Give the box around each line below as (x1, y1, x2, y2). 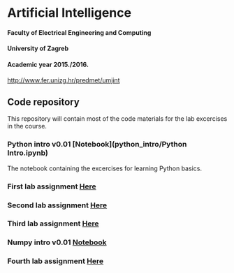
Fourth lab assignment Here (7, 256, 104, 266)
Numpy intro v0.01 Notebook (7, 237, 107, 247)
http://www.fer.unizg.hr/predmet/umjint (7, 75, 120, 84)
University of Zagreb (7, 44, 69, 53)
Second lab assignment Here (7, 200, 108, 210)
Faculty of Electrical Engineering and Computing (7, 28, 152, 36)
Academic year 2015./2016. (7, 60, 89, 68)
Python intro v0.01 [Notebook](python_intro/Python (7, 140, 187, 149)
